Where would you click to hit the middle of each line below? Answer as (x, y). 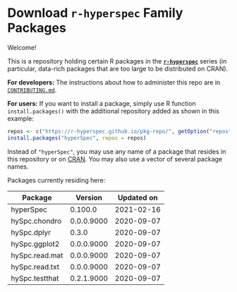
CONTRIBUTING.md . (32, 90)
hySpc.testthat (35, 278)
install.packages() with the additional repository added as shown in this (114, 111)
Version (89, 197)
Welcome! (22, 47)
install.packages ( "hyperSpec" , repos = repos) (77, 138)
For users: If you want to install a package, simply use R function (102, 103)
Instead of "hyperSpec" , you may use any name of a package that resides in (117, 151)
